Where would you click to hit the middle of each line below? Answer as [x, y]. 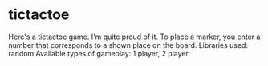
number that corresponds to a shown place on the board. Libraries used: [128, 45]
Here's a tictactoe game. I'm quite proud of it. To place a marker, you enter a [134, 37]
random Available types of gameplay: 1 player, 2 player [98, 53]
